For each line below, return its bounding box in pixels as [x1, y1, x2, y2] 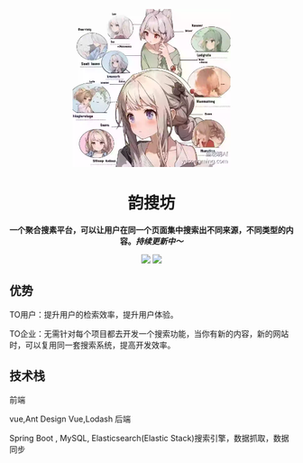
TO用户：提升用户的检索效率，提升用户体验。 [9, 309, 179, 319]
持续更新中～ [135, 236, 183, 246]
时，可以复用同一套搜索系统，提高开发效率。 [9, 339, 176, 350]
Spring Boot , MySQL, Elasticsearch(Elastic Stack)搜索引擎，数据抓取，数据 [9, 432, 289, 443]
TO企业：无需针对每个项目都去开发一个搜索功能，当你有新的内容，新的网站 [9, 328, 289, 338]
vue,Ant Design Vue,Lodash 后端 [9, 413, 132, 424]
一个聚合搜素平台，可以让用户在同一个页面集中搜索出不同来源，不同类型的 [9, 224, 286, 235]
